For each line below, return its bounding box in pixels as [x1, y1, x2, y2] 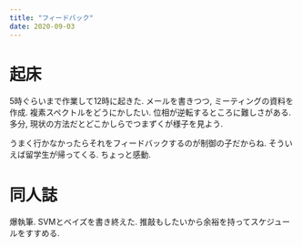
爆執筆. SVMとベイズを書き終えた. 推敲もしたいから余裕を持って [9, 216, 252, 228]
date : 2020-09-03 [9, 22, 75, 31]
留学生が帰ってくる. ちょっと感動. [25, 149, 152, 160]
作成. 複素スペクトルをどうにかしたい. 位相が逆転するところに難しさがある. [9, 107, 291, 118]
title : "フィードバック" [9, 13, 94, 23]
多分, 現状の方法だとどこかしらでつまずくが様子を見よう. [9, 118, 224, 129]
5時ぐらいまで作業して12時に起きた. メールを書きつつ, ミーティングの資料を [9, 96, 294, 107]
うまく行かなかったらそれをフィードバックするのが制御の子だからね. [9, 138, 267, 149]
